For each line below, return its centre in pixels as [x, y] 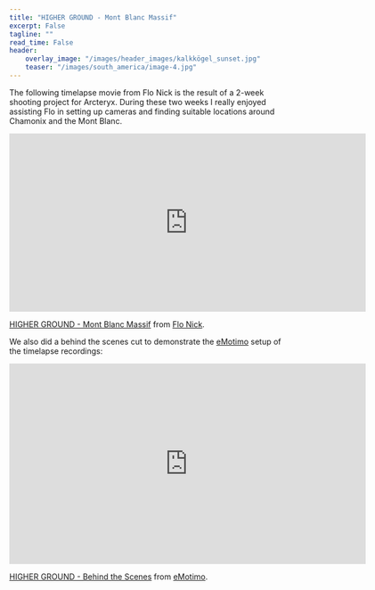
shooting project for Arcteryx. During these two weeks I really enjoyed [138, 102]
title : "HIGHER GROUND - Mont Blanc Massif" [93, 17]
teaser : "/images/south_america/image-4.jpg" [111, 68]
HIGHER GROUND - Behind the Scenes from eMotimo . [109, 577]
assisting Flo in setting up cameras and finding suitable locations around [142, 111]
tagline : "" [31, 34]
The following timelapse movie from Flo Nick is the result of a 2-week [137, 92]
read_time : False [41, 42]
